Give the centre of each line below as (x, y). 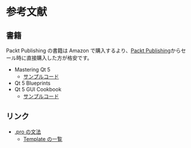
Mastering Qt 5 (32, 70)
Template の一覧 (43, 139)
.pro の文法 (28, 132)
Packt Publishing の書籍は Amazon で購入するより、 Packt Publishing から (93, 51)
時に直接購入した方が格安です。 (54, 58)
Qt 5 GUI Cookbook (38, 89)
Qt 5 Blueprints (32, 83)
